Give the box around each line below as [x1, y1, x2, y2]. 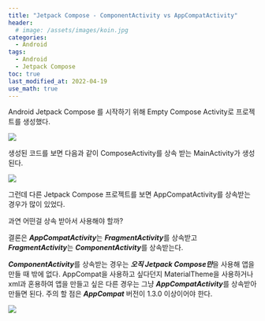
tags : [8, 48, 26, 56]
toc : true [8, 70, 41, 78]
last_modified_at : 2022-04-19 [8, 77, 108, 85]
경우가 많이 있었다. [8, 200, 65, 209]
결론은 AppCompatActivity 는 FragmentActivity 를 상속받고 [8, 233, 198, 242]
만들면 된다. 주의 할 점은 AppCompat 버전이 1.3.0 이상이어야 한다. [8, 289, 213, 299]
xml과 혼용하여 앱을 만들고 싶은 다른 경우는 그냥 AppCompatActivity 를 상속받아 [8, 279, 257, 289]
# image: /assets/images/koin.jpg [15, 26, 129, 34]
